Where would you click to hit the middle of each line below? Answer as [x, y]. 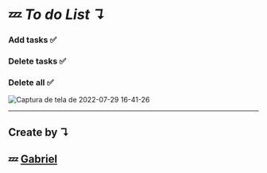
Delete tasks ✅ [37, 61]
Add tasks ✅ [33, 40]
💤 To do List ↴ [57, 15]
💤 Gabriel [33, 159]
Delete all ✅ [31, 83]
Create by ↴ [39, 132]
